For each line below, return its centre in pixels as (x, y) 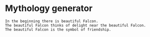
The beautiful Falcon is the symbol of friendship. (58, 29)
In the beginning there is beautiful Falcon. (52, 21)
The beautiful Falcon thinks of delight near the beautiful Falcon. (75, 25)
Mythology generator (49, 8)
